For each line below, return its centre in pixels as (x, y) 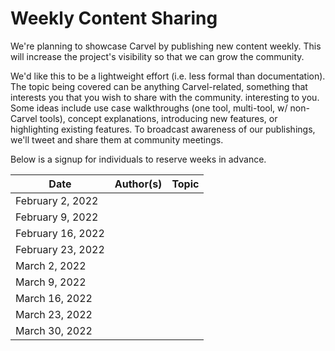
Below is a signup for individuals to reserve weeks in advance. (138, 159)
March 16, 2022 (54, 298)
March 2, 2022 (51, 265)
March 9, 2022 (51, 282)
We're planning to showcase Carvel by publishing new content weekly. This (166, 46)
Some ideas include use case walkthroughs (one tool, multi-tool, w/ (149, 108)
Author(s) (138, 184)
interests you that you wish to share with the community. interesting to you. (165, 97)
